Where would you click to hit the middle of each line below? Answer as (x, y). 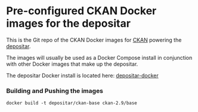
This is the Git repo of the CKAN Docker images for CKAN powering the (94, 40)
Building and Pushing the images (55, 91)
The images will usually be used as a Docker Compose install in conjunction (99, 57)
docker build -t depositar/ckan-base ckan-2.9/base (72, 103)
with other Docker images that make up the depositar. (72, 64)
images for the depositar (69, 23)
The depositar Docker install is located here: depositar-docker (83, 75)
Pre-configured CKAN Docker (81, 11)
